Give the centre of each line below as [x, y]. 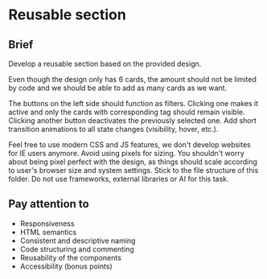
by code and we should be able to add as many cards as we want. [118, 88]
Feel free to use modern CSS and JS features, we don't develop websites [129, 145]
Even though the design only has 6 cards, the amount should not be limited [133, 79]
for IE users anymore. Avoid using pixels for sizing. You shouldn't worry [127, 153]
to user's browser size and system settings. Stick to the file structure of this [133, 170]
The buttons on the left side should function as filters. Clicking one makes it [133, 103]
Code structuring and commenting [77, 249]
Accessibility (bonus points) [66, 266]
